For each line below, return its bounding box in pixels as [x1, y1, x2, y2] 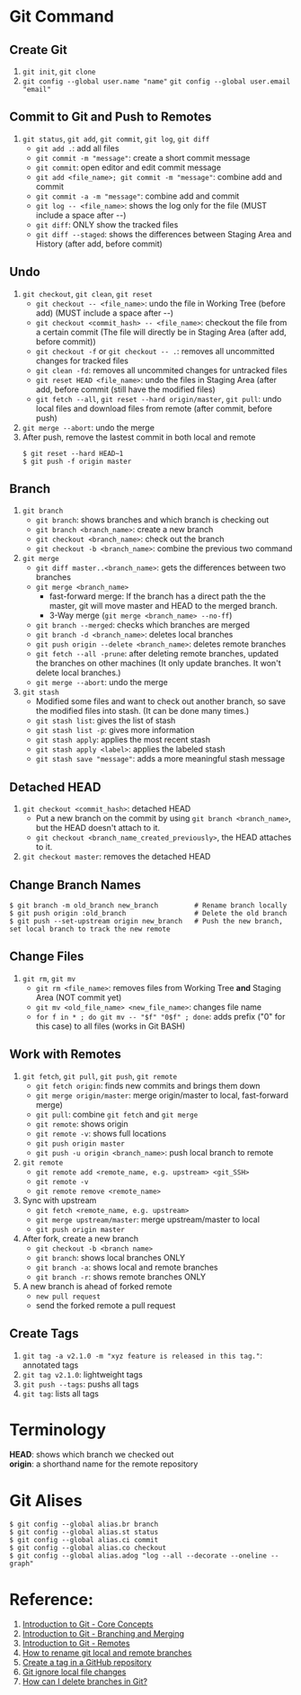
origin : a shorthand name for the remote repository [9, 1459, 199, 1469]
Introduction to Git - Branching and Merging [22, 1628, 185, 1639]
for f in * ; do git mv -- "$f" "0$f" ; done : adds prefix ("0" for [35, 1011, 286, 1021]
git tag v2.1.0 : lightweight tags [22, 1369, 144, 1379]
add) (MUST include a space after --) [35, 308, 173, 318]
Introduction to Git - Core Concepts [22, 1619, 154, 1629]
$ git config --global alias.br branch [9, 1520, 159, 1530]
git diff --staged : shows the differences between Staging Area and [35, 228, 292, 239]
